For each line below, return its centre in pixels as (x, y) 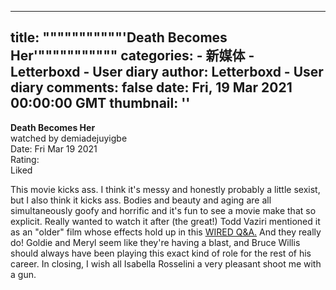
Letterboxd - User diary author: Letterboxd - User (167, 72)
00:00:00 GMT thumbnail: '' (100, 103)
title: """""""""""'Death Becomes (119, 37)
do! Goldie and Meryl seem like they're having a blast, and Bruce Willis (155, 242)
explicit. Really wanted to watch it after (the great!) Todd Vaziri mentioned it (165, 221)
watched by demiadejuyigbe (69, 138)
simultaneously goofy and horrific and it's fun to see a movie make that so (163, 210)
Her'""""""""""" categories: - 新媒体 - (132, 56)
